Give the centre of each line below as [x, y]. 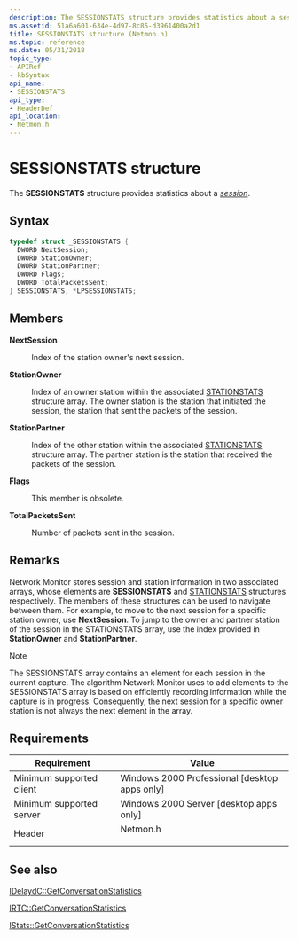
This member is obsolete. [78, 498]
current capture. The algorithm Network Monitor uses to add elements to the [149, 682]
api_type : [27, 100]
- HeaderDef [31, 108]
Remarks [35, 560]
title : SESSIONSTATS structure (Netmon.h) [89, 34]
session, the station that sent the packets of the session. [134, 410]
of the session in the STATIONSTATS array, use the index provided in [134, 629]
